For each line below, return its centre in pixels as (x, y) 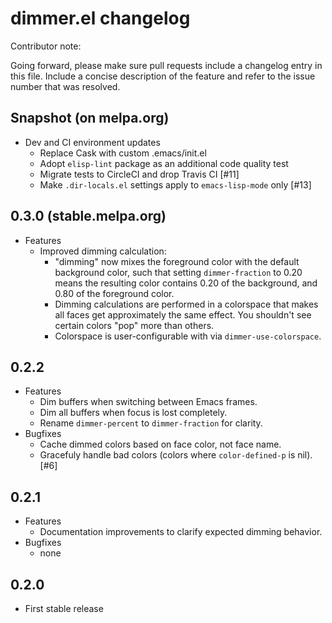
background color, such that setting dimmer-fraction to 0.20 (178, 272)
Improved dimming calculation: (103, 251)
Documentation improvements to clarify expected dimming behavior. (181, 532)
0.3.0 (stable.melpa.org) (88, 216)
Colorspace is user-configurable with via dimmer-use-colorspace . (188, 336)
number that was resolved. (65, 86)
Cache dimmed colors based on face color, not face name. (160, 444)
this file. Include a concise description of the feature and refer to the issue (163, 76)
